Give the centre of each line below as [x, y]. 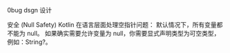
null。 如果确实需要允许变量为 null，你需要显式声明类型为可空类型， [123, 33]
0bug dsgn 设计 [29, 10]
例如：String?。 [29, 42]
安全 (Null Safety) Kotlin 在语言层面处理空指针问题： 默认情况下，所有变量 [112, 25]
